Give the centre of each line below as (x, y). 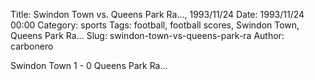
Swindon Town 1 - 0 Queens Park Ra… (89, 65)
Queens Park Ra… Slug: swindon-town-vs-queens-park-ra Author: (147, 35)
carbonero (32, 46)
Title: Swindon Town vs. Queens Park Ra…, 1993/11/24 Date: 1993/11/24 (157, 14)
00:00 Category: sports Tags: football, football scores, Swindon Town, (155, 25)
